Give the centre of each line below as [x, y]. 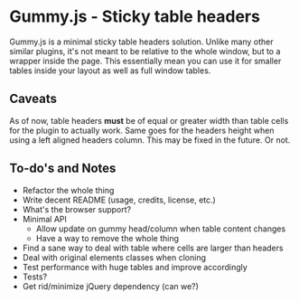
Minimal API [45, 219]
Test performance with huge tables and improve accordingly [135, 267]
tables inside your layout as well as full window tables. [110, 71]
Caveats [33, 99]
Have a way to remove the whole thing [107, 238]
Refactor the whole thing [68, 190]
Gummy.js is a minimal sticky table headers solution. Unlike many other [141, 42]
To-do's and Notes [63, 169]
